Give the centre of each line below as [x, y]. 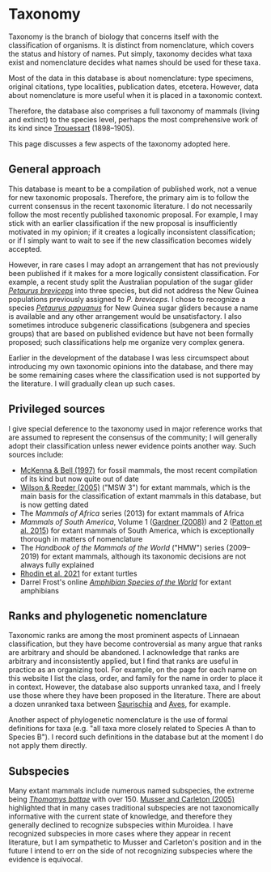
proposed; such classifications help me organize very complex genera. [127, 342]
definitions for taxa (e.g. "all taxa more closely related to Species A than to [132, 729]
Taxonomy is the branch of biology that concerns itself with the [114, 36]
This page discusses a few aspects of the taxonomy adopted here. [119, 143]
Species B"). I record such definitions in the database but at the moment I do [136, 737]
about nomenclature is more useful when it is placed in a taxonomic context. [135, 95]
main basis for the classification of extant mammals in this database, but [140, 496]
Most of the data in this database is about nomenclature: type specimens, [131, 78]
